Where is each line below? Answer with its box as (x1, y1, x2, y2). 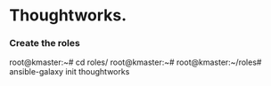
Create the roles (9, 37, 80, 50)
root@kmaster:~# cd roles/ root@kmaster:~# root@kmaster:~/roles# (9, 57, 262, 67)
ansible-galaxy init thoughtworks (9, 66, 130, 77)
